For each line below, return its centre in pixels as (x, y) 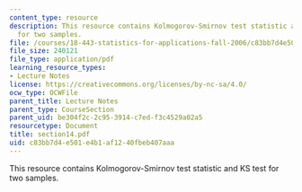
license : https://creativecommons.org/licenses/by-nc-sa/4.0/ (128, 84)
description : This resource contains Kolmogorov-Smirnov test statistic (148, 26)
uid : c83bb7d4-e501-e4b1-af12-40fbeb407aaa (92, 143)
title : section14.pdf (50, 135)
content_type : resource (54, 17)
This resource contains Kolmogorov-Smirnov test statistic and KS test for (144, 168)
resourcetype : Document (54, 127)
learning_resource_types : (58, 68)
